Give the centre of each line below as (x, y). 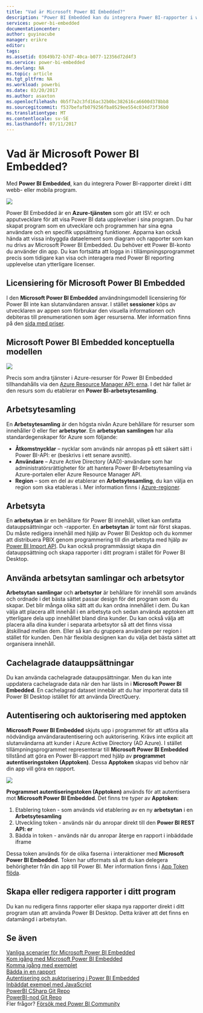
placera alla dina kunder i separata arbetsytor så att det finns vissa (89, 625)
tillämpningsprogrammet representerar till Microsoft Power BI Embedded (97, 749)
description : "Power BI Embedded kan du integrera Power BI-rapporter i (100, 18)
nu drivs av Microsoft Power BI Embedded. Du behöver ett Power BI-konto (99, 245)
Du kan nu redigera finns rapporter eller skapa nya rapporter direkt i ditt (95, 906)
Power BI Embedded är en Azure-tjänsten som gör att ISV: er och (88, 213)
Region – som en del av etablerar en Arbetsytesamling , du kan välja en (104, 481)
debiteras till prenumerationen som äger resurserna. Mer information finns (98, 317)
